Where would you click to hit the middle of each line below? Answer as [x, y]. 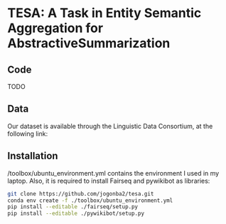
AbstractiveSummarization [89, 43]
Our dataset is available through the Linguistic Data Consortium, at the [110, 126]
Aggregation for [55, 28]
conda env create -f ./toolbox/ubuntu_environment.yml [90, 201]
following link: [28, 134]
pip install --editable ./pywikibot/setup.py [76, 214]
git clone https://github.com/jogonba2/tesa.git [81, 193]
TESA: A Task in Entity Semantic [104, 13]
